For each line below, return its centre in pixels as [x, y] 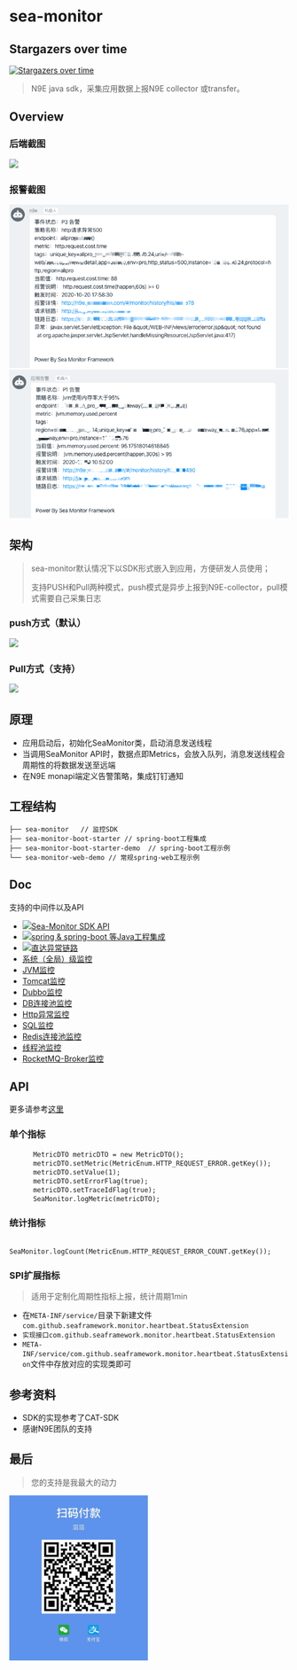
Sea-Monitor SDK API [70, 926]
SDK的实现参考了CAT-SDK [70, 1418]
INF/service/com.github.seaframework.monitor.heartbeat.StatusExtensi [155, 1354]
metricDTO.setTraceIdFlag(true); [94, 1190]
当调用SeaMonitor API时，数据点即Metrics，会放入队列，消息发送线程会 [153, 753]
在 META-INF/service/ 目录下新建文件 [87, 1315]
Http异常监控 [46, 1014]
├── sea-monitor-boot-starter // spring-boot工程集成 [108, 839]
